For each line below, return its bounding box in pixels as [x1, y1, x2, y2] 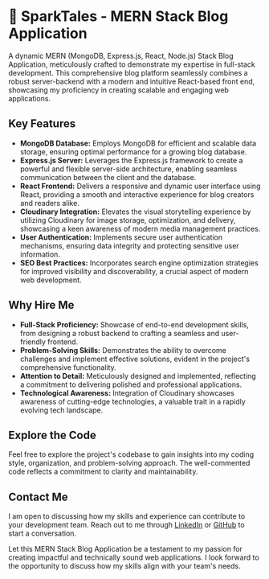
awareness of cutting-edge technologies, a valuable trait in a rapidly [19, 396, 247, 406]
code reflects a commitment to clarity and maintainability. [8, 466, 198, 477]
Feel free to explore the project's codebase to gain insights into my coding [8, 450, 255, 459]
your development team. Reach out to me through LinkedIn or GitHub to [8, 520, 245, 530]
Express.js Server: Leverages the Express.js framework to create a [19, 155, 243, 165]
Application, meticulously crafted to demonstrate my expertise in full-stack [8, 60, 255, 69]
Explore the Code [8, 428, 96, 441]
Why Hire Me [8, 298, 75, 312]
